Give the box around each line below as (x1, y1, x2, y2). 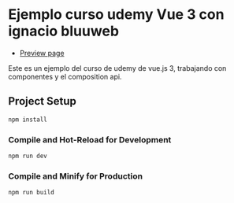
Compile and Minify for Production (8, 171, 143, 182)
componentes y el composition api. (8, 72, 122, 81)
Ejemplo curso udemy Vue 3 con (8, 6, 225, 24)
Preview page (19, 48, 65, 57)
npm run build (8, 189, 55, 197)
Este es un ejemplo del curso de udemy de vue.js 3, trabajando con (8, 63, 227, 72)
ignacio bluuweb (8, 22, 120, 40)
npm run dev (8, 152, 47, 160)
